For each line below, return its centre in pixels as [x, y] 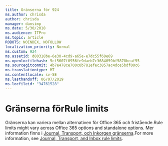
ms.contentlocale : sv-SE [31, 75]
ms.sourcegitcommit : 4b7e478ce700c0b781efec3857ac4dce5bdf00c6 [72, 65]
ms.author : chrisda [25, 14]
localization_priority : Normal [38, 47]
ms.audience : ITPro [25, 33]
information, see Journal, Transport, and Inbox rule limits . [64, 138]
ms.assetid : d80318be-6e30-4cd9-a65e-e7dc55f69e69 [59, 56]
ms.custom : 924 [21, 51]
